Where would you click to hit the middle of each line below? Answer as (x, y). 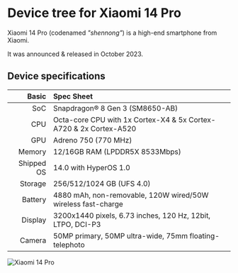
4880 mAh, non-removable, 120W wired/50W (131, 195)
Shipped (33, 163)
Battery (34, 199)
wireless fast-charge (88, 204)
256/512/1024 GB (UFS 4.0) (102, 184)
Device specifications (57, 76)
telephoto (69, 245)
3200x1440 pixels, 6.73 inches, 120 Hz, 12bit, (132, 216)
